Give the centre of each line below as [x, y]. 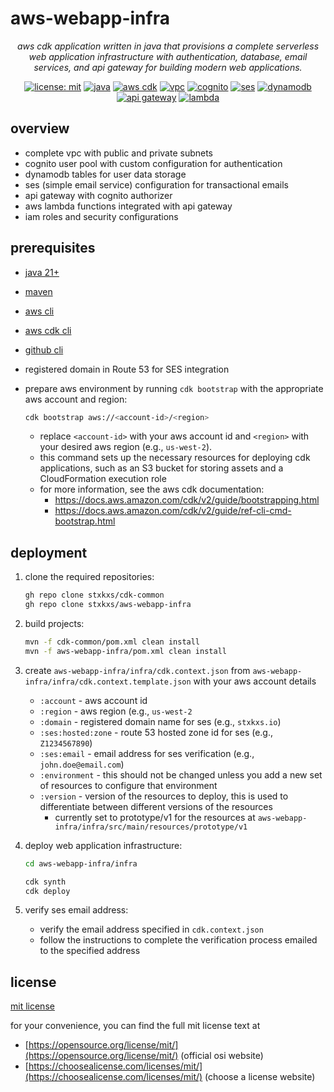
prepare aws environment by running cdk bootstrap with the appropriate [174, 388]
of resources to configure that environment [128, 785]
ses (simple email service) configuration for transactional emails [156, 184]
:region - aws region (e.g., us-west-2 [116, 711]
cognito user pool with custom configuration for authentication [153, 163]
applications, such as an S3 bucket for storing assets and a [161, 468]
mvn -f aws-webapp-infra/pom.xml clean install [125, 651]
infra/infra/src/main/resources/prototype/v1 [151, 827]
